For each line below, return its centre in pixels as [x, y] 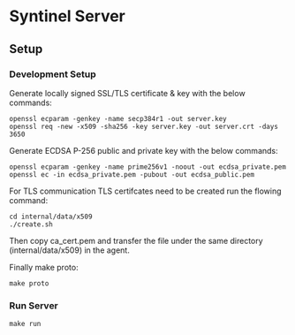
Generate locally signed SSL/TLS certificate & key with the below [127, 93]
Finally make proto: [44, 267]
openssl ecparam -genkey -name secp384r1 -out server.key [118, 118]
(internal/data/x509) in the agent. [69, 250]
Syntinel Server [68, 16]
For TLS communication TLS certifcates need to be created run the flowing [145, 191]
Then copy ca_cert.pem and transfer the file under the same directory [136, 240]
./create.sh [31, 224]
